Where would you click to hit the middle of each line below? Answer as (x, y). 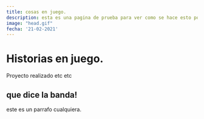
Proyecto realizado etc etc (39, 76)
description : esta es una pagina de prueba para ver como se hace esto (99, 18)
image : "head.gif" (29, 23)
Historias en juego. (55, 59)
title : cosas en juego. (36, 12)
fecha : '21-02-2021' (32, 29)
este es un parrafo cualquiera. (44, 109)
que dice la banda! (42, 95)
